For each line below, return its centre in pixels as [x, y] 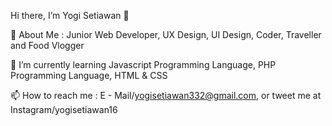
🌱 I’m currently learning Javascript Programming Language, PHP [143, 64]
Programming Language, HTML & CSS [89, 75]
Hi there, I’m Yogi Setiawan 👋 [70, 15]
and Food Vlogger [47, 45]
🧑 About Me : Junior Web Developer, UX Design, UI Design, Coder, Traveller [166, 34]
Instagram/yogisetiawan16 [64, 109]
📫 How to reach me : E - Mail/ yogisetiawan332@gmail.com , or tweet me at [166, 95]
